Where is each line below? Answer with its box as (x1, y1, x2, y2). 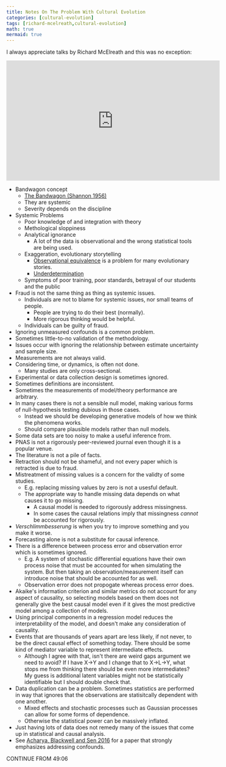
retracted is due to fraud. (15, 464, 78, 472)
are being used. (33, 244, 73, 251)
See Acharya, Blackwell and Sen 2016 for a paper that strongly (15, 736, 172, 744)
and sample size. (15, 348, 58, 355)
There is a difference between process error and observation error (15, 542, 183, 550)
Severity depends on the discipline (24, 205, 111, 212)
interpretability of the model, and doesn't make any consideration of (15, 620, 186, 627)
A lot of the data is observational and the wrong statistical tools (33, 237, 192, 245)
